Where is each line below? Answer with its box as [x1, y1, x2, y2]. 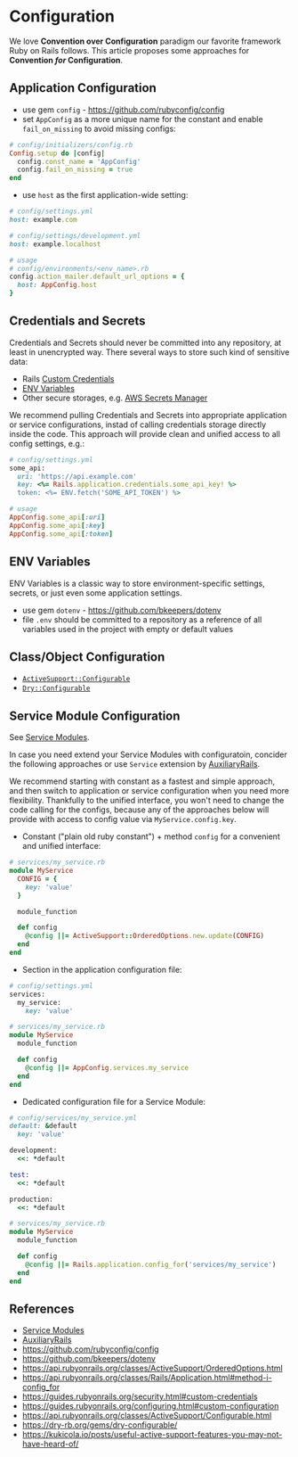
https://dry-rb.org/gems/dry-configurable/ [21, 1420, 178, 1430]
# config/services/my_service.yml [9, 1113, 138, 1123]
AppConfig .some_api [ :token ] [9, 529, 114, 539]
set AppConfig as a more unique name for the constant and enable [21, 113, 264, 124]
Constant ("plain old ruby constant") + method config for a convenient [21, 831, 280, 842]
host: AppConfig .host [17, 281, 98, 290]
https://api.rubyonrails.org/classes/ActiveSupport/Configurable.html [21, 1411, 272, 1421]
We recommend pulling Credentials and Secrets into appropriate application [9, 409, 287, 420]
